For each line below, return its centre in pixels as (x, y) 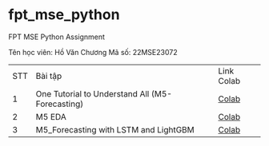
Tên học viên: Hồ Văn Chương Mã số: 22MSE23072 (93, 52)
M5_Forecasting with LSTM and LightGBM (115, 129)
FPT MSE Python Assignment (57, 37)
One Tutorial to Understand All (92, 93)
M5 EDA (51, 116)
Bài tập (49, 76)
